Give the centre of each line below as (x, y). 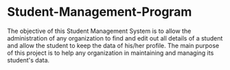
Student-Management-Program (100, 12)
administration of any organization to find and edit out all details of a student (115, 38)
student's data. (28, 60)
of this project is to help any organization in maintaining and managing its (111, 53)
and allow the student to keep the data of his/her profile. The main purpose (113, 45)
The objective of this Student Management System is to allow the (99, 31)
